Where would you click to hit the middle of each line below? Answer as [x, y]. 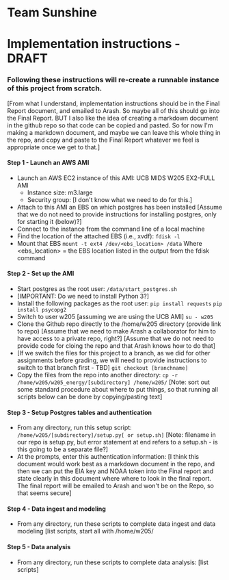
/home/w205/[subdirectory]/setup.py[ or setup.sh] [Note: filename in [117, 435]
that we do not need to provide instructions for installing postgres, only [117, 214]
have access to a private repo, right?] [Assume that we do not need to [115, 339]
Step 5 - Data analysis [39, 547]
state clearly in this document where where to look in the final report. [114, 479]
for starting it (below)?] [49, 221]
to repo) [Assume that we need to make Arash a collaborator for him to [117, 331]
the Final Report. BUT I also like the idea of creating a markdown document [113, 118]
